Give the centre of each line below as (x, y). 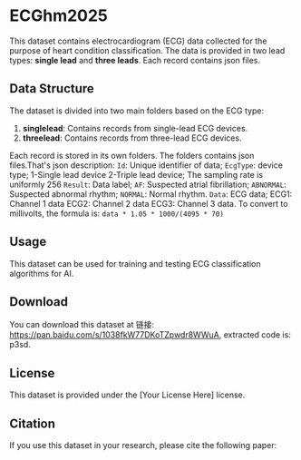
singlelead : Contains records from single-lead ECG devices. (135, 128)
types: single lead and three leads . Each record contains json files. (135, 60)
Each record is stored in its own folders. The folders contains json (132, 155)
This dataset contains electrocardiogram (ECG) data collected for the (138, 41)
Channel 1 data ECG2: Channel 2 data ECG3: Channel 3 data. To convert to (149, 203)
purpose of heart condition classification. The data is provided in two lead (147, 50)
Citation (33, 423)
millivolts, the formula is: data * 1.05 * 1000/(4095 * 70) (117, 213)
